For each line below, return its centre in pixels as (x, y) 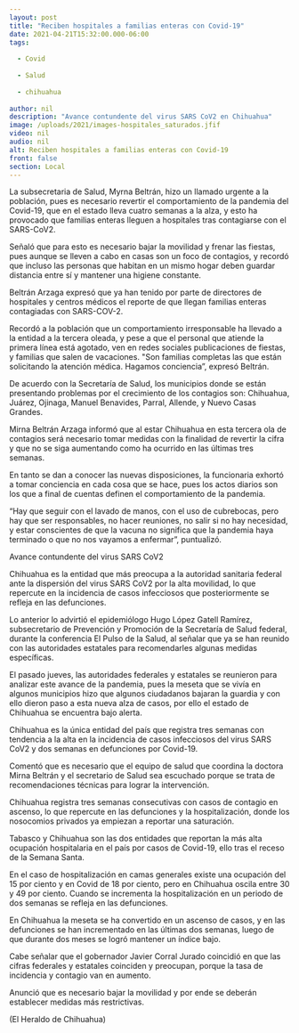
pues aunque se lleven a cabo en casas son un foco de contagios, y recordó (149, 256)
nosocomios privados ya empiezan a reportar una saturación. (122, 821)
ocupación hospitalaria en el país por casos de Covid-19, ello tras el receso (147, 848)
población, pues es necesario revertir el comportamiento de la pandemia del (149, 201)
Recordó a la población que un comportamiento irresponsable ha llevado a (146, 329)
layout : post (33, 17)
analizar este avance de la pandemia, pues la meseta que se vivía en (135, 684)
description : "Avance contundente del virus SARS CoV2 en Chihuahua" (141, 117)
